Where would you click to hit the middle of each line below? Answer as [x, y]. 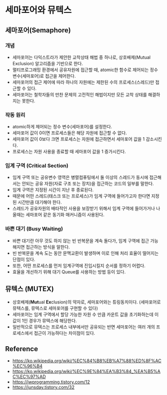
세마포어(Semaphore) [38, 30]
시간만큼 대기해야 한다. [40, 202]
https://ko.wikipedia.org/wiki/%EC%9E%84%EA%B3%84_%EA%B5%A [86, 372]
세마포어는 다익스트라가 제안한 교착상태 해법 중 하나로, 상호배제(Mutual [82, 57]
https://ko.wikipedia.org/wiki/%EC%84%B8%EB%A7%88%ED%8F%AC [87, 361]
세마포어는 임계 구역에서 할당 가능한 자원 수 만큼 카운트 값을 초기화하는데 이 [85, 314]
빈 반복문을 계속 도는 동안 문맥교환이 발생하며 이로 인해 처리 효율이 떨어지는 [85, 253]
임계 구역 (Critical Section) [37, 166]
